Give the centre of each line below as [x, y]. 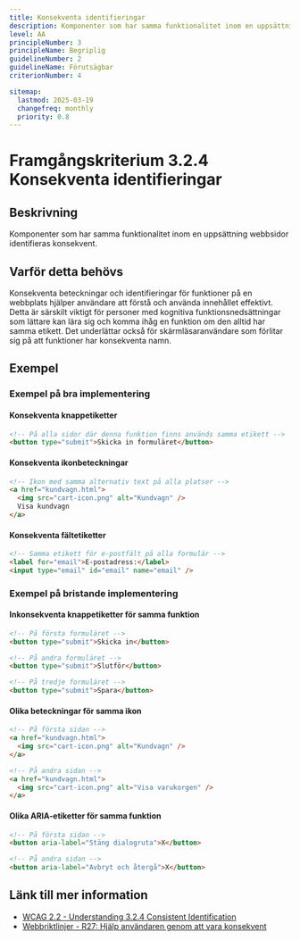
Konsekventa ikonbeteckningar [69, 462]
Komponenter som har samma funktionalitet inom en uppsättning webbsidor [149, 234]
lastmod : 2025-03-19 [55, 100]
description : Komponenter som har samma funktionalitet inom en [131, 26]
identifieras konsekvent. [54, 244]
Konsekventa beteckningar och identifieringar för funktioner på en [131, 293]
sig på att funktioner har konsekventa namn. [90, 341]
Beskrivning [44, 212]
